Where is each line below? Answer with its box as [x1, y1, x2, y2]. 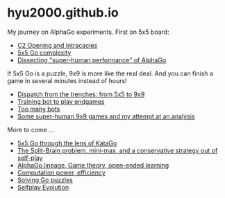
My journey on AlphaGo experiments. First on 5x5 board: [7, 28, 169, 36]
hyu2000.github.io [7, 5, 119, 21]
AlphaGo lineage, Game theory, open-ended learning [17, 161, 169, 169]
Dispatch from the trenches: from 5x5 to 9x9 [17, 90, 145, 98]
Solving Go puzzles [17, 175, 73, 184]
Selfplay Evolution [17, 183, 69, 191]
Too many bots [17, 105, 60, 113]
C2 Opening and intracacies [17, 41, 98, 49]
